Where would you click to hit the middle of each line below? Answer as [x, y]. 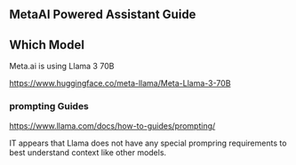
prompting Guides [49, 106]
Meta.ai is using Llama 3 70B [62, 67]
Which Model [47, 45]
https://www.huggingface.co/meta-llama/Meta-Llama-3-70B [120, 83]
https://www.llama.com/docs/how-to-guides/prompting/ [112, 126]
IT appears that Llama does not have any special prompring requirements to [148, 143]
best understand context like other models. [88, 152]
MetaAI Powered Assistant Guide [103, 15]
